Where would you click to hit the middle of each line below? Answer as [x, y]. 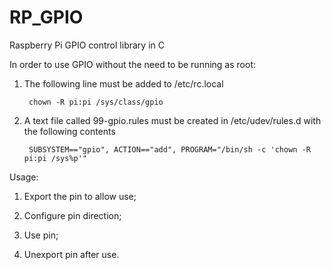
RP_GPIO [46, 17]
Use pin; [41, 235]
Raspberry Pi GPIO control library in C [87, 45]
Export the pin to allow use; [80, 196]
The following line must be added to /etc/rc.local [123, 83]
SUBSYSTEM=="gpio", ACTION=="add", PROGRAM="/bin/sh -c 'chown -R [169, 149]
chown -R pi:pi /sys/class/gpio [96, 102]
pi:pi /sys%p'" [55, 158]
